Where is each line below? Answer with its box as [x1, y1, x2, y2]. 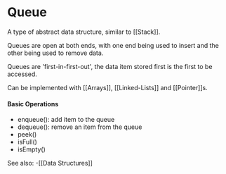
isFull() [17, 138, 37, 147]
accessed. [7, 70, 37, 78]
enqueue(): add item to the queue [17, 116, 115, 124]
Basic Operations [7, 99, 59, 108]
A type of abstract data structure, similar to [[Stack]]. [7, 27, 161, 36]
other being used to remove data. [7, 49, 104, 57]
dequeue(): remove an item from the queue [17, 123, 142, 131]
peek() [17, 130, 37, 139]
